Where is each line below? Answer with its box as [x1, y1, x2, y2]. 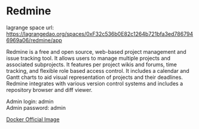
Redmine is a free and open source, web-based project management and [6, 48, 186, 55]
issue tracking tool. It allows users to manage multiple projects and [6, 54, 171, 62]
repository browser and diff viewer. [6, 86, 93, 93]
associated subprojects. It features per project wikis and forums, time [6, 61, 177, 68]
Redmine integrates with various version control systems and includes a [6, 79, 183, 87]
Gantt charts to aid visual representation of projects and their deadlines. [6, 73, 183, 81]
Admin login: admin [6, 97, 54, 105]
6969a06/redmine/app [6, 36, 63, 44]
